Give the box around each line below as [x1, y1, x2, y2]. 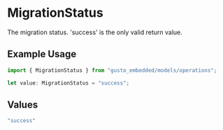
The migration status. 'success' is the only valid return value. [7, 28, 183, 36]
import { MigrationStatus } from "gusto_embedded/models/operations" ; [7, 66, 217, 74]
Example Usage [7, 48, 77, 60]
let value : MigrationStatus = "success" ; [7, 79, 130, 87]
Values [7, 99, 38, 110]
